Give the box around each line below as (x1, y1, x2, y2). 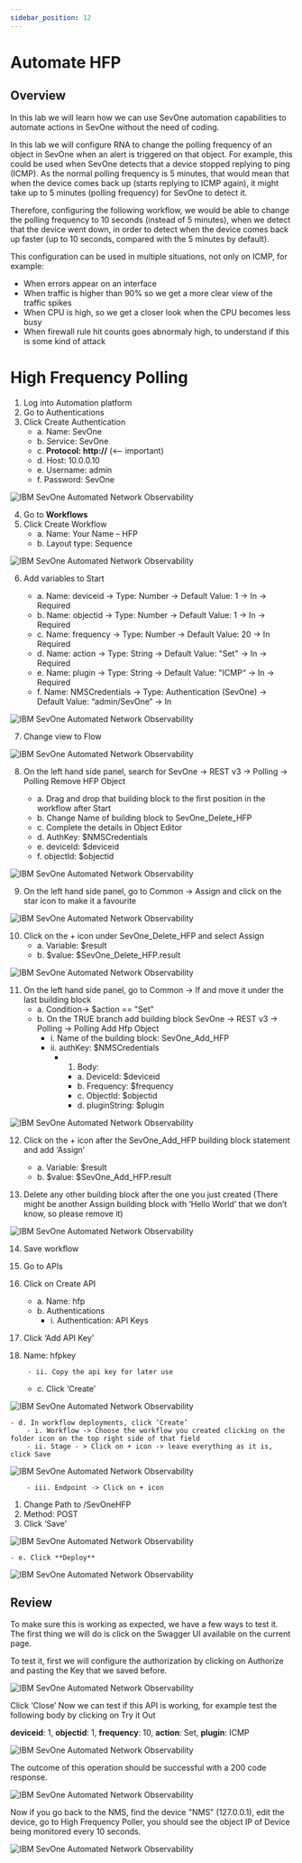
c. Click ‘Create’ (36, 1383, 96, 1394)
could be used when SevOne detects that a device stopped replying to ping (10, 158, 291, 169)
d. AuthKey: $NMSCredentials (36, 831, 148, 842)
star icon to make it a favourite (23, 895, 137, 906)
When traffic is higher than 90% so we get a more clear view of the (23, 287, 273, 298)
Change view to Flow (23, 731, 102, 742)
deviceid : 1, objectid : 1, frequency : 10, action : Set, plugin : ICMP (10, 1727, 251, 1738)
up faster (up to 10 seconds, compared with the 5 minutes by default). (10, 233, 270, 244)
